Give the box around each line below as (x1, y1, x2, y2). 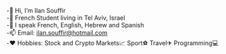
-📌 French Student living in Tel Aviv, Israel (6, 14, 125, 22)
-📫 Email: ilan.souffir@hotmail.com (6, 29, 108, 37)
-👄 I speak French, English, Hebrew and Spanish (6, 21, 145, 29)
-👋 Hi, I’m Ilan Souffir (6, 7, 67, 14)
